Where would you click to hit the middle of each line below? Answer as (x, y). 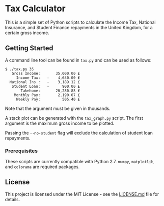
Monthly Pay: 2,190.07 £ (47, 95)
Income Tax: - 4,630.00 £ (48, 78)
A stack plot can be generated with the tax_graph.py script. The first (74, 118)
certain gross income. (27, 33)
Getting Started (29, 48)
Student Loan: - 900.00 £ (46, 86)
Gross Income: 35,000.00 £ (46, 73)
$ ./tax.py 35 (20, 69)
